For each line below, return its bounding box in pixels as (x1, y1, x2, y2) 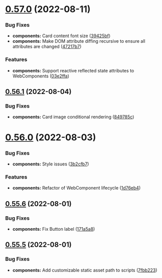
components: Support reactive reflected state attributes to (12, 67, 134, 73)
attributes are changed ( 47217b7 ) (12, 44, 82, 50)
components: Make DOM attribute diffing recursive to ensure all (12, 38, 145, 44)
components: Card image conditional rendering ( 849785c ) (12, 114, 134, 120)
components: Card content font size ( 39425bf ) (12, 33, 111, 39)
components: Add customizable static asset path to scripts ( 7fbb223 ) (12, 267, 157, 273)
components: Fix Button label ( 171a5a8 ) (12, 226, 95, 232)
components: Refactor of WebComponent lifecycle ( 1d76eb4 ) (12, 185, 141, 191)
